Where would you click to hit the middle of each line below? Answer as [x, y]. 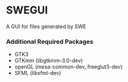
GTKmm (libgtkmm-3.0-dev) [49, 61]
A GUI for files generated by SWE [46, 26]
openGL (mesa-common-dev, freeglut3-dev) [68, 67]
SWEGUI [27, 10]
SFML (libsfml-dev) [38, 73]
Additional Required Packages [50, 42]
